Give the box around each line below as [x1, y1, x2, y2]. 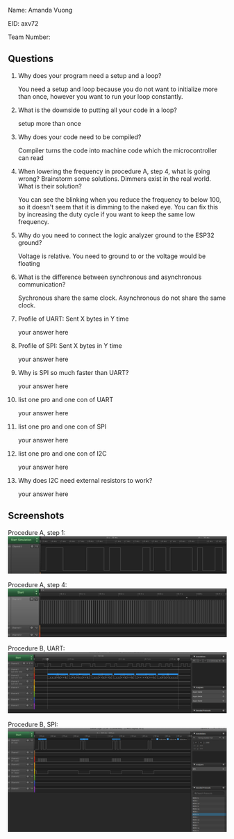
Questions [8, 53, 54, 65]
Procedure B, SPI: [8, 720, 58, 729]
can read [17, 153, 44, 162]
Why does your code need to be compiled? [17, 132, 142, 141]
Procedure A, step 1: [8, 528, 66, 536]
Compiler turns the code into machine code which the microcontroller [17, 146, 217, 154]
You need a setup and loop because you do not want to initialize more [17, 85, 218, 93]
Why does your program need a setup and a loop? [17, 71, 162, 79]
